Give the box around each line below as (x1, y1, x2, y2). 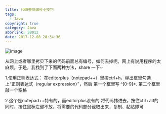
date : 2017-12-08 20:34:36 (5, 35, 61, 40)
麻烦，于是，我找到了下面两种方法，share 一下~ (5, 64, 103, 70)
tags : (5, 12, 16, 17)
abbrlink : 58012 (5, 30, 39, 35)
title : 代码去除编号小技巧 (5, 7, 54, 12)
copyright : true (5, 21, 39, 26)
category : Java (5, 26, 37, 30)
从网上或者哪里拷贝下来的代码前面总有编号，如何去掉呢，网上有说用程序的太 (5, 58, 161, 64)
